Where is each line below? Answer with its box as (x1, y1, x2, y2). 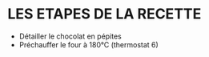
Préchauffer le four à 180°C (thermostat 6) (18, 39, 159, 49)
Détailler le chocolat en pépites (18, 31, 122, 41)
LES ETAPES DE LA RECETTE (7, 5, 202, 23)
